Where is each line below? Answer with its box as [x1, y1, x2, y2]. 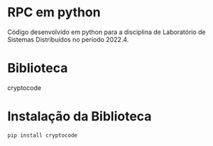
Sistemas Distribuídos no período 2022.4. [7, 35, 129, 43]
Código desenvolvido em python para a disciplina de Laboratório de [7, 28, 206, 36]
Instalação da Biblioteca [7, 108, 152, 125]
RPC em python [7, 4, 101, 21]
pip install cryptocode [7, 132, 78, 139]
